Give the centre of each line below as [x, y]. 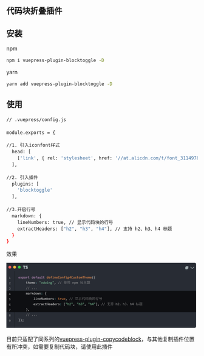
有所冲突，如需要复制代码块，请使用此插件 [59, 347]
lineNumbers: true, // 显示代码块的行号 [65, 222]
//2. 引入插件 [22, 177]
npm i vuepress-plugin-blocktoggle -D [55, 61]
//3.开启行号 [21, 210]
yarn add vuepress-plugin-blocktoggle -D [59, 84]
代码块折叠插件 [34, 11]
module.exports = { [31, 133]
